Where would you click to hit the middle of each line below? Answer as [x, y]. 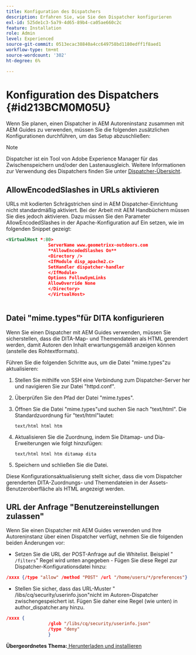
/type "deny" [64, 629]
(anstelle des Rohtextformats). [43, 351]
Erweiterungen [32, 443]
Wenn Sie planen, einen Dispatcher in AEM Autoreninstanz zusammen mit [95, 123]
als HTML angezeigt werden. [90, 489]
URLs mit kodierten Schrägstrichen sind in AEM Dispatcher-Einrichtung [92, 204]
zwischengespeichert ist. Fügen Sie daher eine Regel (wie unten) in [96, 601]
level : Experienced [30, 39]
